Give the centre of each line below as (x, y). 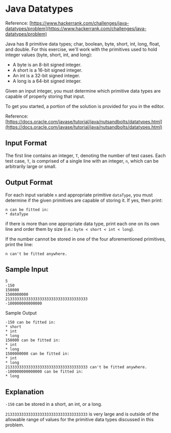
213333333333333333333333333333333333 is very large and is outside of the (82, 414)
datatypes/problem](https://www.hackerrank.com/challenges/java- (76, 28)
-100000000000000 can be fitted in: (44, 372)
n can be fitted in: (27, 210)
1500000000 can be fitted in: (38, 354)
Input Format (26, 143)
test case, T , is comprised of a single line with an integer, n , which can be (82, 161)
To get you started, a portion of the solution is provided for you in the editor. (85, 106)
